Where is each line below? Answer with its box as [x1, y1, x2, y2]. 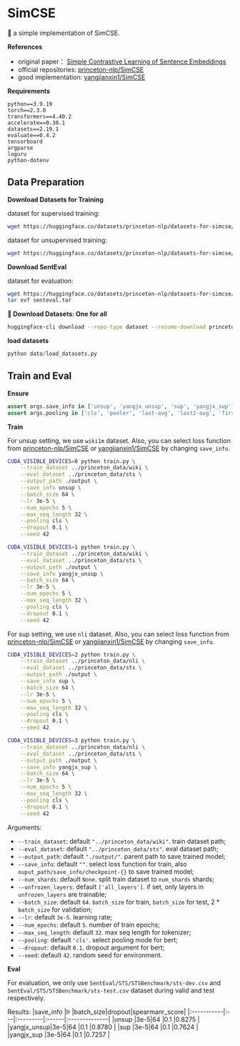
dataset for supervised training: [7, 209, 100, 217]
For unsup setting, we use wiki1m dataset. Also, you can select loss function [7, 436, 231, 444]
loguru [7, 150, 27, 158]
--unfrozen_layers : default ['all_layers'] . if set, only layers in [17, 882, 204, 891]
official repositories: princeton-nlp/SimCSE [17, 65, 144, 74]
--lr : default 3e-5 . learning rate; [17, 912, 113, 921]
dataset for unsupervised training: [7, 236, 107, 244]
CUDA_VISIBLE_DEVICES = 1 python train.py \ [7, 544, 136, 551]
